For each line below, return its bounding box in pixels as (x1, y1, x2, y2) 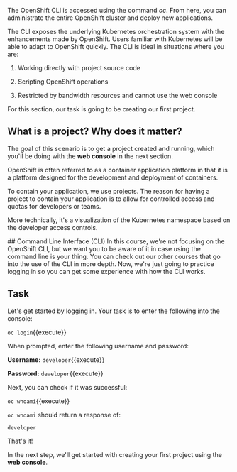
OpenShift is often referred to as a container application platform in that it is (7, 165, 228, 174)
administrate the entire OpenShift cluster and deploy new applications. (7, 13, 214, 22)
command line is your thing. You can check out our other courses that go (7, 252, 221, 260)
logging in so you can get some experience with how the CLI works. (7, 267, 206, 275)
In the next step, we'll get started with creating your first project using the (7, 450, 222, 459)
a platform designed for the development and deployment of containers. (7, 173, 219, 182)
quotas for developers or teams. (7, 202, 101, 210)
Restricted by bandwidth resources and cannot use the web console (17, 92, 218, 99)
